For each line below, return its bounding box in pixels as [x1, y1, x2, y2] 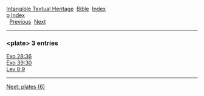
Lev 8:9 [6, 66, 25, 73]
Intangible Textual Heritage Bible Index [6, 5, 106, 12]
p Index [6, 12, 25, 19]
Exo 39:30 [6, 59, 32, 66]
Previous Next [8, 18, 46, 25]
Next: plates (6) [6, 83, 46, 91]
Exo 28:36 [6, 53, 32, 60]
